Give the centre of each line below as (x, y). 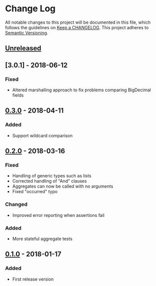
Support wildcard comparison (42, 135)
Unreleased (23, 48)
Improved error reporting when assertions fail (58, 215)
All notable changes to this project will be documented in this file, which (78, 22)
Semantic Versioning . (27, 33)
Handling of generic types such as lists (52, 176)
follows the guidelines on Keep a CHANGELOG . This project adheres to (77, 27)
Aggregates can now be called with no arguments (62, 186)
